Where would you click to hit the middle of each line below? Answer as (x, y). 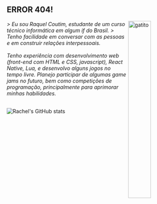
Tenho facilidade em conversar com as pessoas (66, 36)
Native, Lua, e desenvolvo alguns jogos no (59, 68)
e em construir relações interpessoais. (54, 43)
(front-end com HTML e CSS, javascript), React (65, 62)
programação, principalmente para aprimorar (63, 87)
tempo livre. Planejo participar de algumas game (66, 74)
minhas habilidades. (31, 93)
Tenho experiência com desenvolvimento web (63, 55)
